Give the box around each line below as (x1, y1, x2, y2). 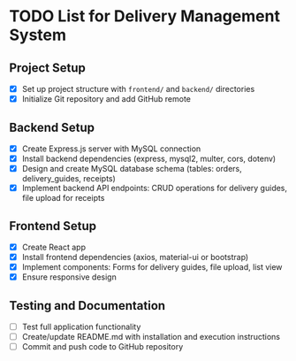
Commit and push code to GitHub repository (21, 342, 184, 352)
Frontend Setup (9, 219, 97, 234)
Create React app (21, 242, 87, 252)
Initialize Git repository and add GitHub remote (21, 94, 192, 104)
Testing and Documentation (9, 298, 166, 313)
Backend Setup (9, 119, 95, 134)
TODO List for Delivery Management (9, 6, 281, 27)
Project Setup (9, 60, 87, 75)
